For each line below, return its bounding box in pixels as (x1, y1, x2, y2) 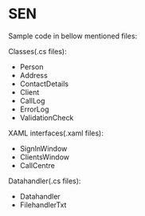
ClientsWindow (19, 152, 70, 162)
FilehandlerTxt (19, 200, 67, 210)
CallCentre (19, 160, 56, 170)
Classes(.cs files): (8, 46, 67, 56)
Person (19, 61, 44, 72)
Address (19, 70, 48, 80)
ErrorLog (19, 104, 49, 114)
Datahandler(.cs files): (8, 176, 81, 186)
